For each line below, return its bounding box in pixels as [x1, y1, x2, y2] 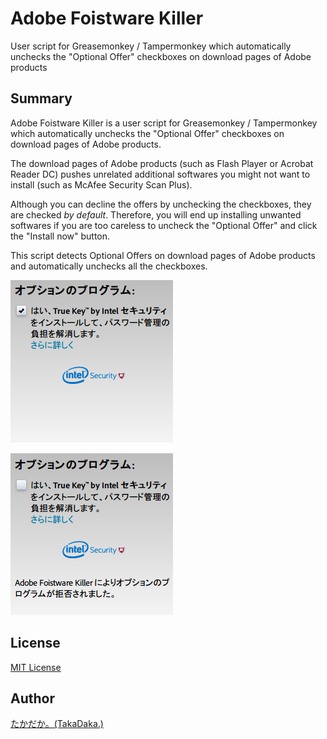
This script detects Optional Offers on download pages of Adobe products [10, 249, 316, 261]
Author [10, 690, 55, 707]
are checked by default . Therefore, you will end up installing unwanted [10, 208, 302, 221]
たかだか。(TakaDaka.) [10, 718, 104, 730]
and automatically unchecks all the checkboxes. [10, 260, 208, 272]
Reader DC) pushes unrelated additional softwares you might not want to [10, 168, 311, 180]
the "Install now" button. [10, 230, 111, 242]
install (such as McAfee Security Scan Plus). [10, 178, 193, 191]
